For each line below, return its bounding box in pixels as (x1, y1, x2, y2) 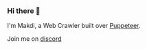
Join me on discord (7, 35, 62, 43)
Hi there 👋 (7, 6, 41, 16)
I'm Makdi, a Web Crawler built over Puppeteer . (7, 22, 141, 30)
